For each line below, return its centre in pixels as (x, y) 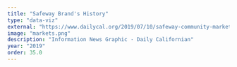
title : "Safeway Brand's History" (58, 14)
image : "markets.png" (39, 33)
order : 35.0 (25, 53)
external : (22, 27)
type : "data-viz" (33, 20)
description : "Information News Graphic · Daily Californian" (101, 40)
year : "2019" (26, 46)
